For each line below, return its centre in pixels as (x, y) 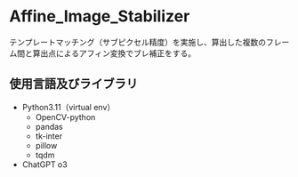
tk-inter (49, 136)
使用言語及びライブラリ (73, 84)
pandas (49, 126)
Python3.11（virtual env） (68, 107)
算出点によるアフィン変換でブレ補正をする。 (114, 53)
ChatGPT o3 (45, 164)
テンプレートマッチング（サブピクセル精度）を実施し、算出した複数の (138, 42)
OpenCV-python (65, 117)
